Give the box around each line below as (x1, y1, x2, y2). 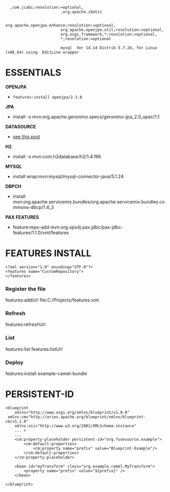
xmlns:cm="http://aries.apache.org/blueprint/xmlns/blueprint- (7, 414, 146, 420)
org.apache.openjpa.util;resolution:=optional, (60, 27, 164, 32)
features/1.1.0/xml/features (12, 229, 69, 236)
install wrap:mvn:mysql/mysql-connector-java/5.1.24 (12, 173, 124, 179)
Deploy (5, 358, 24, 366)
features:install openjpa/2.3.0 (12, 94, 82, 100)
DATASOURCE (5, 123, 36, 129)
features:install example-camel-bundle (5, 370, 87, 377)
